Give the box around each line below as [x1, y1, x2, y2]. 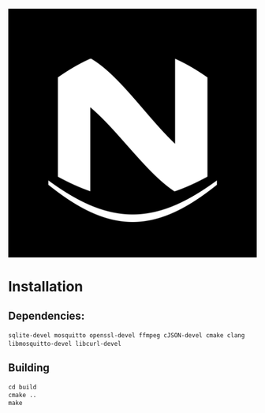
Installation [8, 278, 84, 296]
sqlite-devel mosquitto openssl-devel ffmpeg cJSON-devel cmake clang [8, 332, 245, 340]
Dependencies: [8, 309, 85, 322]
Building [8, 361, 50, 375]
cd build [8, 383, 37, 391]
